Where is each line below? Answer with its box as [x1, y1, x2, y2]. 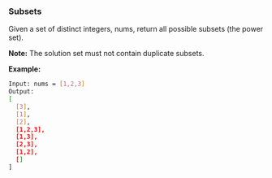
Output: [8, 88, 35, 96]
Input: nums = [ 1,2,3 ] [8, 80, 85, 89]
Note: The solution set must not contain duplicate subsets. [8, 49, 205, 59]
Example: [8, 64, 41, 74]
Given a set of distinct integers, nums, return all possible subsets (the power [8, 24, 264, 34]
